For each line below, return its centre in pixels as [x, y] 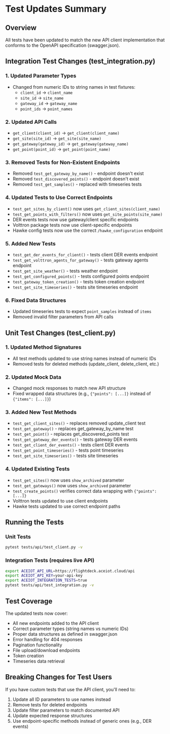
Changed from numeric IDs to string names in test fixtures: [74, 87]
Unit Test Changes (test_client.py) [60, 333]
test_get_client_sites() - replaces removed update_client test [79, 423]
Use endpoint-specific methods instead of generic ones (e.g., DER [82, 721]
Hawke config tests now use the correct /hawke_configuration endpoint [88, 230]
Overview [21, 28]
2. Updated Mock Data [33, 377]
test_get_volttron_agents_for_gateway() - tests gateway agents [80, 260]
